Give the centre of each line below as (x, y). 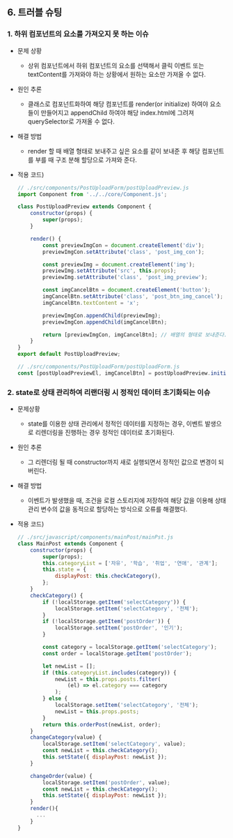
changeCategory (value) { (66, 738)
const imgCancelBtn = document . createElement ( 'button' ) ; (127, 290)
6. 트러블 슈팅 (35, 13)
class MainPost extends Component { (70, 544)
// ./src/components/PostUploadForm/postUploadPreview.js (103, 188)
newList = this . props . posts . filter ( (108, 679)
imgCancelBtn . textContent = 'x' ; (91, 303)
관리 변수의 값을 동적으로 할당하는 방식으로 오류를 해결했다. (107, 509)
